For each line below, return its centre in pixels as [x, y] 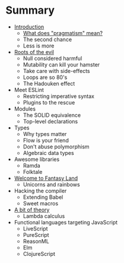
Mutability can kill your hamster [61, 64]
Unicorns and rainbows [52, 184]
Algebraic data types [49, 153]
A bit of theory [32, 210]
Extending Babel [43, 197]
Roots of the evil [34, 52]
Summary [30, 10]
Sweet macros [41, 203]
